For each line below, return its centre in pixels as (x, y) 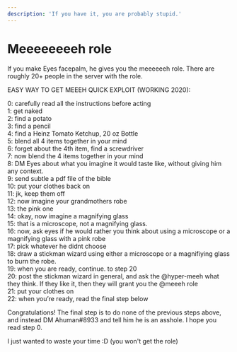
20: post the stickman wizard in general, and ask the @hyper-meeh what (113, 276)
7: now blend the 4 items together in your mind (75, 156)
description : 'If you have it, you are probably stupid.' (94, 14)
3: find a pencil (29, 126)
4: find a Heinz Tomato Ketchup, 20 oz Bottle (73, 133)
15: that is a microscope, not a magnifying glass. (77, 223)
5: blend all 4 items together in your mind (67, 141)
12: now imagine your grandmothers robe (67, 201)
